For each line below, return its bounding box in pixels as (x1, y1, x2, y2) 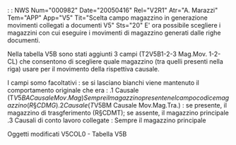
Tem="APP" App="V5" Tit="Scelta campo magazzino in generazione (7, 13, 208, 22)
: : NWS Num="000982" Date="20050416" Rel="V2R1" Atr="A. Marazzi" (7, 6, 218, 14)
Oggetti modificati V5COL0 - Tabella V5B (7, 130, 127, 138)
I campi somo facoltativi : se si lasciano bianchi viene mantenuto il (7, 79, 199, 87)
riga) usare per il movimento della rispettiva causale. (7, 65, 160, 73)
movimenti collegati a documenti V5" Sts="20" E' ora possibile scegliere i (7, 21, 221, 29)
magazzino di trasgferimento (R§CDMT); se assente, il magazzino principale (7, 109, 230, 117)
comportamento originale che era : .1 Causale (7, 86, 139, 94)
